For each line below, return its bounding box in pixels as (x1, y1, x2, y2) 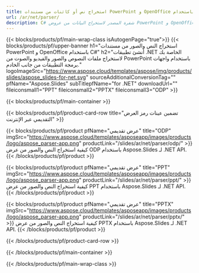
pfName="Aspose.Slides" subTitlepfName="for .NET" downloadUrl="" (6, 80, 178, 87)
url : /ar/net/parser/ (6, 14, 60, 20)
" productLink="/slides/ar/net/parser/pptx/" (79, 213, 185, 220)
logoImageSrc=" (6, 68, 46, 75)
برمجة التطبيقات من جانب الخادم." (6, 61, 82, 68)
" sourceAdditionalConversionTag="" (85, 74, 176, 81)
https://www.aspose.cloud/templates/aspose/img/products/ (46, 68, 192, 75)
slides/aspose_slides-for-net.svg (6, 74, 86, 81)
